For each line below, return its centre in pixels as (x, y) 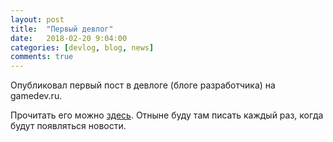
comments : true (42, 57)
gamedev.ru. (36, 96)
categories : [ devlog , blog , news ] (82, 47)
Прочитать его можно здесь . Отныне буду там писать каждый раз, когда (167, 115)
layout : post (37, 19)
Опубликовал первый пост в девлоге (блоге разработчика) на (143, 85)
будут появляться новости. (68, 126)
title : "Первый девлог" (62, 29)
